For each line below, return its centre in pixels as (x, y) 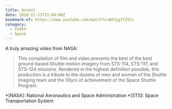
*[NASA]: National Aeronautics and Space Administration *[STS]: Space (82, 95)
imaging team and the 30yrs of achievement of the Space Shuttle (87, 80)
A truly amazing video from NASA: (42, 48)
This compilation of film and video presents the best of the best (85, 58)
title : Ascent (21, 10)
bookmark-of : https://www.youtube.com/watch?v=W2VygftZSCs (70, 19)
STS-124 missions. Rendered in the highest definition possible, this (89, 69)
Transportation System (30, 101)
